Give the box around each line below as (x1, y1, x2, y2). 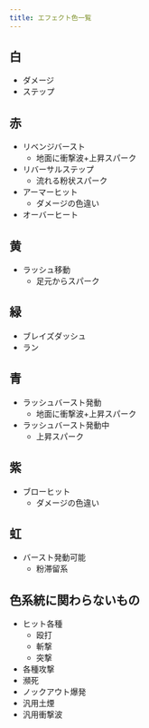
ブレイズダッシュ (22, 330, 87, 341)
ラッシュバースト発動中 (22, 419, 110, 430)
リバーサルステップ (22, 164, 95, 175)
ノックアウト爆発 (22, 686, 87, 697)
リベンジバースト (22, 142, 86, 152)
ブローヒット (22, 486, 70, 497)
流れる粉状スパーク (35, 175, 108, 186)
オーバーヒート (22, 210, 79, 221)
